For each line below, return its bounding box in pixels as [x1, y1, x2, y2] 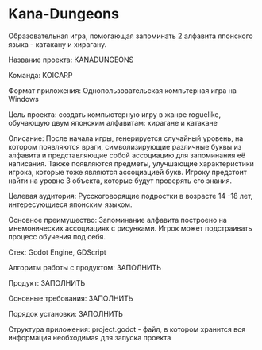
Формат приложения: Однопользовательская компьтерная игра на [8, 85, 237, 95]
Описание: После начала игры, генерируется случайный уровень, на [8, 133, 244, 143]
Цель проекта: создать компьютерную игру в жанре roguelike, [8, 109, 222, 119]
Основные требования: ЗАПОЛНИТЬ [8, 294, 133, 303]
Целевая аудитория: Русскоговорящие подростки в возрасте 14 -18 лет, [8, 191, 253, 200]
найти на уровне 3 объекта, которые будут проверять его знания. [8, 176, 233, 185]
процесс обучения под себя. [8, 231, 106, 241]
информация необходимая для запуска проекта [8, 332, 171, 342]
